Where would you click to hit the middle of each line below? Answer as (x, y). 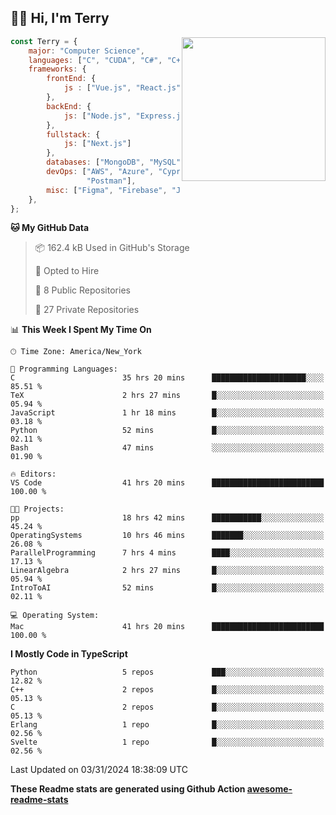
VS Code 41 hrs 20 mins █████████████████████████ (167, 483)
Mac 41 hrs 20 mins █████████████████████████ (167, 627)
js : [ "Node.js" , (97, 116)
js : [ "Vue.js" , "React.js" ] (124, 88)
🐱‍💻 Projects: (37, 509)
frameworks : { (57, 69)
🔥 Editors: (33, 474)
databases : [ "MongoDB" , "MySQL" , (116, 162)
